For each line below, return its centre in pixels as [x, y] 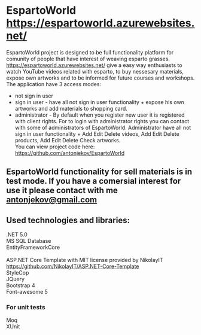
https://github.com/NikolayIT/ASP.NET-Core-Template [73, 266]
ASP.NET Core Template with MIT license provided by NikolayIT [85, 260]
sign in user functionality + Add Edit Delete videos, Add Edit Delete [97, 134]
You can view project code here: [55, 147]
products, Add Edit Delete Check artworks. [68, 140]
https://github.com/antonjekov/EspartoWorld [70, 153]
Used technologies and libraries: [68, 220]
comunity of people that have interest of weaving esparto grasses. [88, 59]
